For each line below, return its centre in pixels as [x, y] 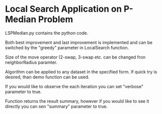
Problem [56, 19]
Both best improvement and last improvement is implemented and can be [79, 42]
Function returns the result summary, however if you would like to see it [77, 101]
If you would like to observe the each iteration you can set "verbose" [74, 86]
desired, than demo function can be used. [47, 77]
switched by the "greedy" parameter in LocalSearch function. [67, 47]
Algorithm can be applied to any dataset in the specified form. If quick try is [81, 71]
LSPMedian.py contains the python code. [46, 33]
